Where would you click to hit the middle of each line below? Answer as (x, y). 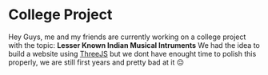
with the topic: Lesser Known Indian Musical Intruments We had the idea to (134, 45)
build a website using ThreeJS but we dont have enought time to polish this (132, 53)
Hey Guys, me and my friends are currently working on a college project (127, 37)
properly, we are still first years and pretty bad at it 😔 (96, 62)
